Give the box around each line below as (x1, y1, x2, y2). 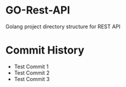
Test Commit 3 (14, 75, 50, 82)
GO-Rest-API (5, 4, 70, 17)
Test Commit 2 (14, 69, 50, 76)
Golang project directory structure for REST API (5, 23, 121, 30)
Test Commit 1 (14, 63, 49, 70)
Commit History (5, 43, 85, 57)
